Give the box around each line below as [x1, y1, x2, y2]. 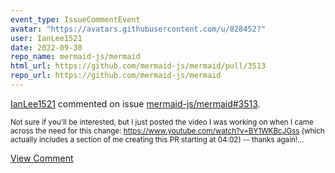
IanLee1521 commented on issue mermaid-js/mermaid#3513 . [10, 97, 261, 110]
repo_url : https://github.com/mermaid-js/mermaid [10, 71, 222, 81]
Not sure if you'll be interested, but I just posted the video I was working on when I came [10, 117, 314, 127]
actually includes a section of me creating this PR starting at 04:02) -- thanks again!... [10, 134, 305, 145]
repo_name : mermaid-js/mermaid [10, 52, 141, 62]
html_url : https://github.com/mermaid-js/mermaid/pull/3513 [10, 61, 267, 71]
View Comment [10, 152, 74, 164]
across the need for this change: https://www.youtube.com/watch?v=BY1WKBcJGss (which [10, 126, 325, 136]
